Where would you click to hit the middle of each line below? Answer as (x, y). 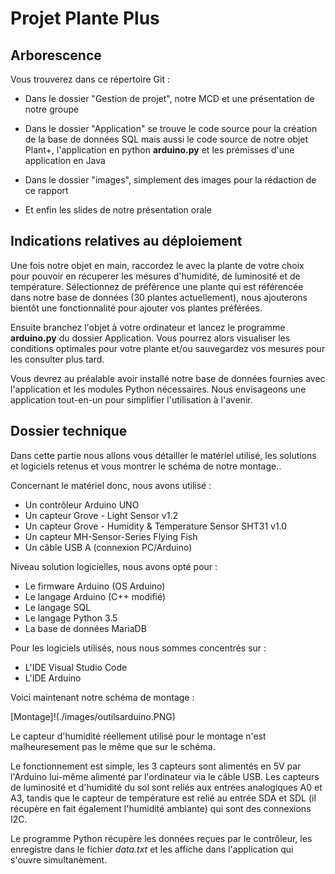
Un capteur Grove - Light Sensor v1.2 (101, 515)
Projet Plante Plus (85, 18)
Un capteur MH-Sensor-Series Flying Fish (111, 536)
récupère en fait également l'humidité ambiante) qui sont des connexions (161, 808)
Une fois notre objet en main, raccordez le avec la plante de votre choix (157, 265)
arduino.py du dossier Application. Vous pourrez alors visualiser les (150, 338)
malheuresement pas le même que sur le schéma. (113, 746)
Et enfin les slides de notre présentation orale (118, 210)
